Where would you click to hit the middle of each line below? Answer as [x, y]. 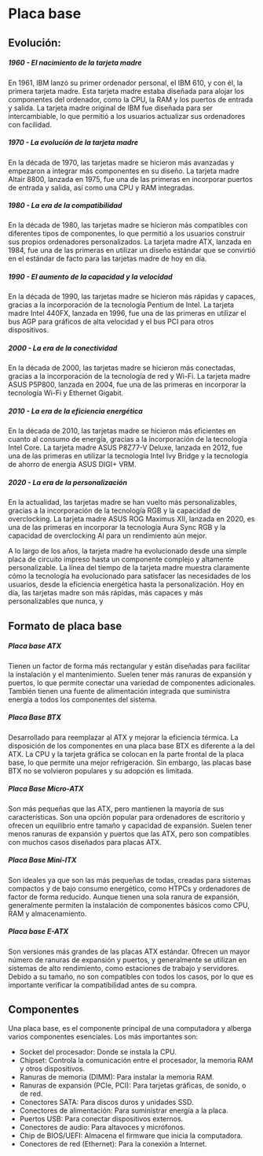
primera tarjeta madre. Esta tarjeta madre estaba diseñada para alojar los [126, 91]
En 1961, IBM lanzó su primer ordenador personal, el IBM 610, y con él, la [126, 83]
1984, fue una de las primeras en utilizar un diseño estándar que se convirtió [132, 250]
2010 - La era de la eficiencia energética [75, 411]
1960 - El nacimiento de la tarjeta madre [75, 63]
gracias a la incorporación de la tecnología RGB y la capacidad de [115, 511]
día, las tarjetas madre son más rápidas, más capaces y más [106, 593]
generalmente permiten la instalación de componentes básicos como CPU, [129, 905]
